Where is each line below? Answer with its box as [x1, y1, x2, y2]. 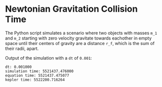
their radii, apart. [5, 45, 39, 51]
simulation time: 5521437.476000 [5, 68, 74, 74]
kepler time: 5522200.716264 [5, 77, 65, 82]
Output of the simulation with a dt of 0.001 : [5, 55, 92, 61]
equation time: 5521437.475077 [5, 73, 69, 78]
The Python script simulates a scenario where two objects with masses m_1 [5, 30, 158, 36]
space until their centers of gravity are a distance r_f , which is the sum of [5, 40, 155, 46]
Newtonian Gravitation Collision [5, 3, 138, 15]
